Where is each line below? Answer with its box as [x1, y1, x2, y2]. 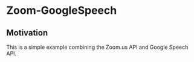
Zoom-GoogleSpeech [6, 4, 117, 17]
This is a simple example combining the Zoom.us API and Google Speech [6, 43, 189, 51]
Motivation [6, 28, 48, 38]
